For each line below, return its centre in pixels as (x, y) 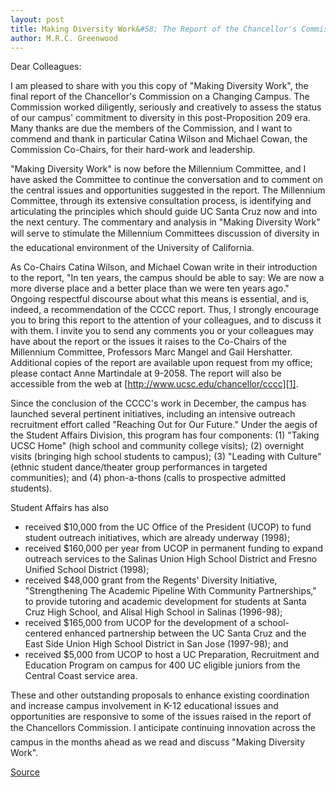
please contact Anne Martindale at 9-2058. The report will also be (146, 373)
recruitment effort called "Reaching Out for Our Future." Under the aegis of (164, 425)
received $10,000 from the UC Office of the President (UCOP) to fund (168, 527)
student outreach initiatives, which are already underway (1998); (157, 538)
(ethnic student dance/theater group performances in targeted (139, 467)
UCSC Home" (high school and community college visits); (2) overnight (157, 446)
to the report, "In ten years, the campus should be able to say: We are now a (167, 278)
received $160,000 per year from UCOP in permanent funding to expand (174, 548)
